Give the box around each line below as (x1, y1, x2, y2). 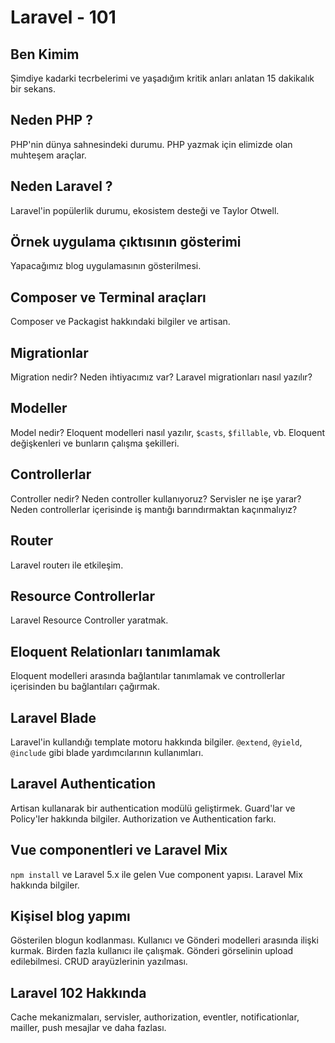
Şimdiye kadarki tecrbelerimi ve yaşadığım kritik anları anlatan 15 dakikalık (10, 72, 315, 84)
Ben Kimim (10, 46, 80, 63)
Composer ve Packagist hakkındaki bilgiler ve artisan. (10, 316, 231, 328)
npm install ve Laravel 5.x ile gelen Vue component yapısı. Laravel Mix (10, 868, 303, 880)
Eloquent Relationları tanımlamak (10, 643, 221, 660)
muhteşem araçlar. (10, 149, 87, 161)
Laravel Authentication (10, 776, 157, 793)
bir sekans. (10, 83, 56, 95)
